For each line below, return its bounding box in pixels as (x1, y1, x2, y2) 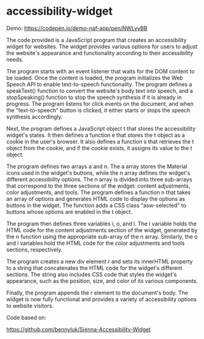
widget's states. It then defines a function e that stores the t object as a (6, 131, 185, 139)
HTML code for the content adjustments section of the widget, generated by (6, 226, 198, 233)
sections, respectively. (6, 246, 63, 253)
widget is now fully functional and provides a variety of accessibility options (6, 295, 197, 303)
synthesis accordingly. (6, 113, 63, 120)
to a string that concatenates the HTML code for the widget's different (6, 264, 183, 271)
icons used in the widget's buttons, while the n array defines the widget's (6, 169, 191, 177)
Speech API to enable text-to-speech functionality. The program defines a (6, 81, 192, 88)
